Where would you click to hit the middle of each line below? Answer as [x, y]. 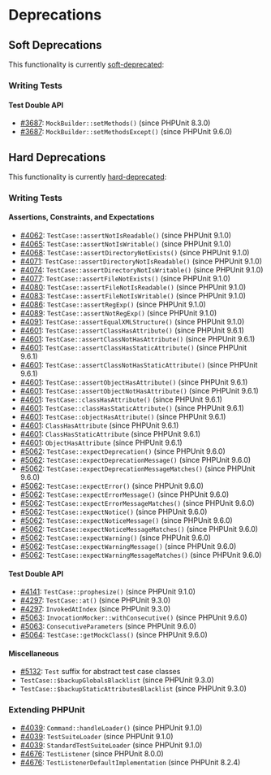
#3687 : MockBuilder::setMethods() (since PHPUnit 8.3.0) [115, 123]
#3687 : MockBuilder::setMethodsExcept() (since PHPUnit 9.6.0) [126, 132]
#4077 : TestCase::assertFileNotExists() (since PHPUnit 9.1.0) [125, 279]
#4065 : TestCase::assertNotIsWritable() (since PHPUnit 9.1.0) [125, 244]
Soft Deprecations [56, 45]
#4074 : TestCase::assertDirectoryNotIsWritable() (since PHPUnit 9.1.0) [142, 270]
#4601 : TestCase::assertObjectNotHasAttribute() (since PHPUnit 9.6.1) [140, 391]
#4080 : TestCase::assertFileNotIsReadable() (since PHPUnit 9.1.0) [133, 287]
